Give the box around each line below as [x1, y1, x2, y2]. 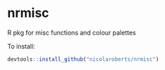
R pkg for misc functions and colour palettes [7, 28, 136, 37]
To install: [7, 42, 35, 50]
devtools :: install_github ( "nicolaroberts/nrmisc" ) [7, 55, 159, 63]
